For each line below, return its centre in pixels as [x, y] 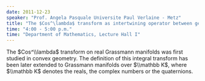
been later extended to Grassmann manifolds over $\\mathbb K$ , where [97, 65]
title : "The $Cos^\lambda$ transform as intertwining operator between [99, 23]
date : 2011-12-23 [28, 12]
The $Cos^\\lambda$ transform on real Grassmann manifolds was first [95, 52]
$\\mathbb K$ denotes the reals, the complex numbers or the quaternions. [100, 71]
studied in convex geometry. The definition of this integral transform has [97, 58]
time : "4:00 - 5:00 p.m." [39, 29]
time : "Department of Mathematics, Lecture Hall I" [73, 35]
